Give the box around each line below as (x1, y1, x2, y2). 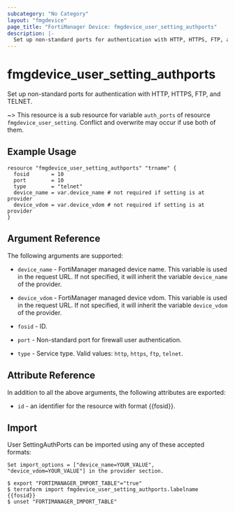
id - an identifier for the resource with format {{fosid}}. (17, 401, 176, 410)
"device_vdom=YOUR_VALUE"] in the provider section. (7, 468, 164, 475)
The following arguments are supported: (7, 251, 124, 260)
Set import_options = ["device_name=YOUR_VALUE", (7, 462, 155, 469)
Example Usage (7, 146, 77, 158)
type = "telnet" (13, 183, 83, 190)
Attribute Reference (7, 370, 96, 382)
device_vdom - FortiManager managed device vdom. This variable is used (17, 293, 227, 302)
